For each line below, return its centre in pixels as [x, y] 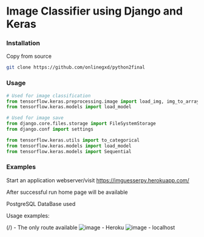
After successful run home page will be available [67, 192]
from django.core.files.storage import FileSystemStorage [81, 124]
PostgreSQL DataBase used [41, 204]
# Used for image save [35, 118]
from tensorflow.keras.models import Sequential [69, 151]
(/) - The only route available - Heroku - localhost [91, 227]
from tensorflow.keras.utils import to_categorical [73, 140]
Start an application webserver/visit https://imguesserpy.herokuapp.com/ [98, 180]
